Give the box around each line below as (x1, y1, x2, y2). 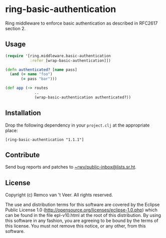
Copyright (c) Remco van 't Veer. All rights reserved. (5, 192, 113, 198)
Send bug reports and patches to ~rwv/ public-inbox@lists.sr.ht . (5, 164, 137, 170)
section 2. (5, 25, 26, 31)
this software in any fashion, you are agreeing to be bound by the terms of (5, 217, 159, 224)
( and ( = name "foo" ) (10, 72, 53, 77)
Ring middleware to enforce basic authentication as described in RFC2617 (5, 20, 158, 26)
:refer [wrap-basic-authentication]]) (30, 58, 111, 63)
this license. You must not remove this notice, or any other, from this (5, 223, 146, 229)
